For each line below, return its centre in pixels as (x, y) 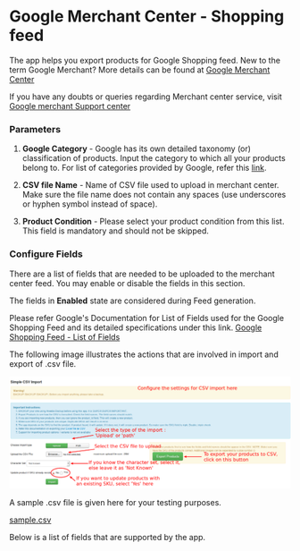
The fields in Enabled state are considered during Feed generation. (133, 301)
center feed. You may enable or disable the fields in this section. (127, 283)
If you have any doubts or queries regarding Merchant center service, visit (146, 97)
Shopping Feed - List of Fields (65, 336)
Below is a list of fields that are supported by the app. (108, 537)
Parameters (35, 129)
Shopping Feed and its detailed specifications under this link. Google (136, 327)
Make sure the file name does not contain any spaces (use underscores (154, 195)
